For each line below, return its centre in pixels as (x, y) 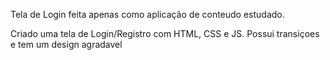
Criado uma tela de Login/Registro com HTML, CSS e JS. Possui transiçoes (165, 33)
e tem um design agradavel (66, 44)
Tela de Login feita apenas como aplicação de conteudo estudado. (147, 14)
